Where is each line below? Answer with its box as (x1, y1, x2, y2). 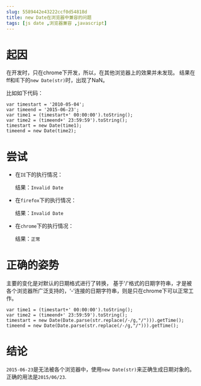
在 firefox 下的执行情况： (14, 197, 76, 204)
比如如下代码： (6, 89, 43, 97)
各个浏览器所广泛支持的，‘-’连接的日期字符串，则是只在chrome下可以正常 (6, 288, 188, 295)
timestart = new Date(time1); (6, 123, 82, 129)
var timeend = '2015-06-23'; (6, 107, 79, 113)
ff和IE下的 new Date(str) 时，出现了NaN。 (6, 77, 108, 84)
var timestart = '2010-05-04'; (6, 101, 85, 108)
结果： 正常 (14, 235, 40, 242)
